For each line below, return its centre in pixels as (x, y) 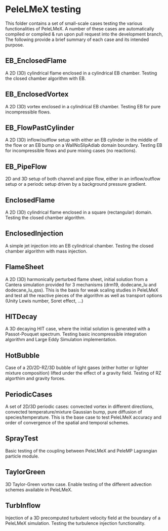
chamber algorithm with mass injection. (46, 251)
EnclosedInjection (34, 234)
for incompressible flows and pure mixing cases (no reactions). (71, 151)
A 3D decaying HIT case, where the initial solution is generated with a (78, 329)
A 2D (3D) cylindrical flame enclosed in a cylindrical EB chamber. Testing (81, 73)
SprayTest (22, 439)
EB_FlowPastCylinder (40, 128)
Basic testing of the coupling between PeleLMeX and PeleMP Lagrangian (81, 451)
